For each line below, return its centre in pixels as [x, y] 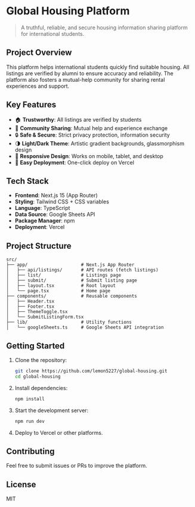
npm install [30, 399]
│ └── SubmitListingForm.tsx [45, 317]
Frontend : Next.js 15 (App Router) [56, 196]
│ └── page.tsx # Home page [58, 291]
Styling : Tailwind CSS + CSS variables [62, 202]
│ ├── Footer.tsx [30, 307]
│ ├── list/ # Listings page [64, 276]
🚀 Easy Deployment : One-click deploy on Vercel [74, 162]
